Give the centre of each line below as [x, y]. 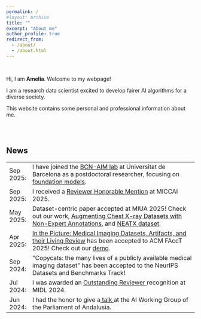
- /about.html [29, 51]
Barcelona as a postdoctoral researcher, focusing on [106, 174]
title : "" [19, 23]
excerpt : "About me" [32, 28]
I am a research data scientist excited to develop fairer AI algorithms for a [97, 90]
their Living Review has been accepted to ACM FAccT [107, 241]
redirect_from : [25, 39]
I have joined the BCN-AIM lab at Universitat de [99, 167]
